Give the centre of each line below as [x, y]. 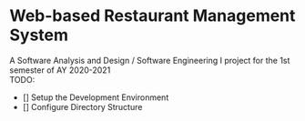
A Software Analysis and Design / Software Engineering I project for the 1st [150, 60]
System [39, 35]
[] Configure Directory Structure [82, 106]
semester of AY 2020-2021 [60, 70]
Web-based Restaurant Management [152, 16]
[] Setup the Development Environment [96, 97]
